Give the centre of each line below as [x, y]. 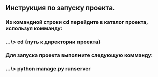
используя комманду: [34, 28]
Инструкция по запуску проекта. [60, 8]
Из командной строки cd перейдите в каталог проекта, [77, 22]
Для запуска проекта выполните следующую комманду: [79, 55]
